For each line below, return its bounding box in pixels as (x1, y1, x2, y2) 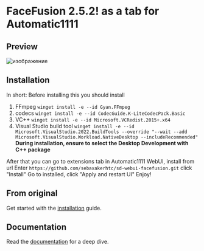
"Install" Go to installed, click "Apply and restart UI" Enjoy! (6, 170, 152, 177)
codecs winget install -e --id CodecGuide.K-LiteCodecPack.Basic (15, 109, 186, 117)
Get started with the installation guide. (6, 204, 102, 211)
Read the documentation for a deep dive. (6, 238, 109, 246)
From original (6, 188, 58, 199)
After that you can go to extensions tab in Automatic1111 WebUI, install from (6, 157, 195, 165)
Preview (6, 41, 38, 52)
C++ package (15, 146, 51, 153)
